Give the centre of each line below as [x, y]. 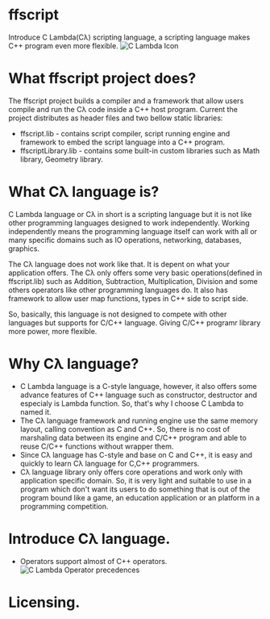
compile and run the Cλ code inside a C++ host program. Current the [123, 109]
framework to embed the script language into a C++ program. [123, 142]
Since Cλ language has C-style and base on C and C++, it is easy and [136, 454]
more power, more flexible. [53, 331]
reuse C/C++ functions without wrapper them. [97, 446]
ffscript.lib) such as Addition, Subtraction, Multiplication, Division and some [133, 281]
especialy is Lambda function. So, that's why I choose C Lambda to [132, 403]
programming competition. [64, 506]
